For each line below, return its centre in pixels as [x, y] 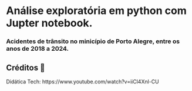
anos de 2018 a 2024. [38, 49]
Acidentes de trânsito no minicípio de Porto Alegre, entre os [93, 41]
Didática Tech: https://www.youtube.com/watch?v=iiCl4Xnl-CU [83, 81]
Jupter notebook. [49, 23]
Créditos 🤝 [26, 67]
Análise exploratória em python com [96, 11]
